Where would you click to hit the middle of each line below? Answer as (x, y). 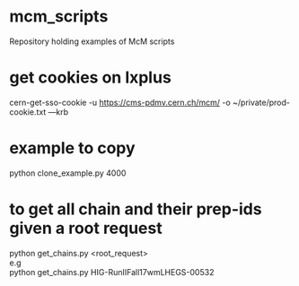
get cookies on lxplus (91, 78)
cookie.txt (28, 112)
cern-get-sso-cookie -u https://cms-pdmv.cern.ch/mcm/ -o (120, 102)
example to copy (73, 148)
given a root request (86, 228)
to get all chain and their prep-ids (136, 209)
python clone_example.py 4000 (68, 173)
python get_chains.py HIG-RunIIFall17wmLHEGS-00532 (112, 272)
